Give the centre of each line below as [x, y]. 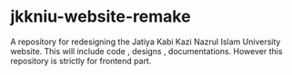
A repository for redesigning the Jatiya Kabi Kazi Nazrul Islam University [146, 42]
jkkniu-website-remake [101, 17]
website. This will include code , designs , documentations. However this [146, 51]
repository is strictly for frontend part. [81, 61]
